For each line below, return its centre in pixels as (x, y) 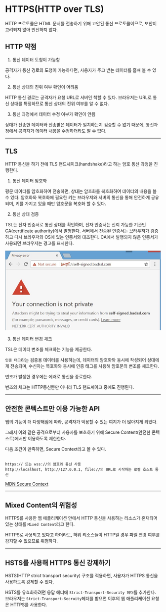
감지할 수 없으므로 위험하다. (32, 541)
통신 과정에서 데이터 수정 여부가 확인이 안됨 (54, 114)
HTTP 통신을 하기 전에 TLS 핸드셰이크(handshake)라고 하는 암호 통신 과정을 (79, 164)
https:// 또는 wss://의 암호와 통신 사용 (43, 464)
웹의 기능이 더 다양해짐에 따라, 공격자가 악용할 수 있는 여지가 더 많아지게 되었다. (82, 421)
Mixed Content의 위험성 (41, 505)
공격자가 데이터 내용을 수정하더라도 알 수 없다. (62, 131)
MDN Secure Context (27, 484)
